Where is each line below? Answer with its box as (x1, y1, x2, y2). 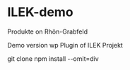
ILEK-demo (7, 4, 73, 20)
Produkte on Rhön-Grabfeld (7, 27, 88, 36)
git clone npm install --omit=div (7, 54, 99, 63)
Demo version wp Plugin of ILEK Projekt (7, 41, 124, 49)
